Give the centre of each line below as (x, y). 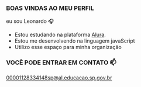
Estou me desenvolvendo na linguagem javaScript (75, 41)
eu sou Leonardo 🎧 (30, 21)
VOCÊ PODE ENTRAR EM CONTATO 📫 (61, 62)
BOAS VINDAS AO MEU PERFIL (50, 8)
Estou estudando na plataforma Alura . (60, 35)
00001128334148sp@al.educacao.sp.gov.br (59, 78)
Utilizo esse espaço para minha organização (68, 47)
